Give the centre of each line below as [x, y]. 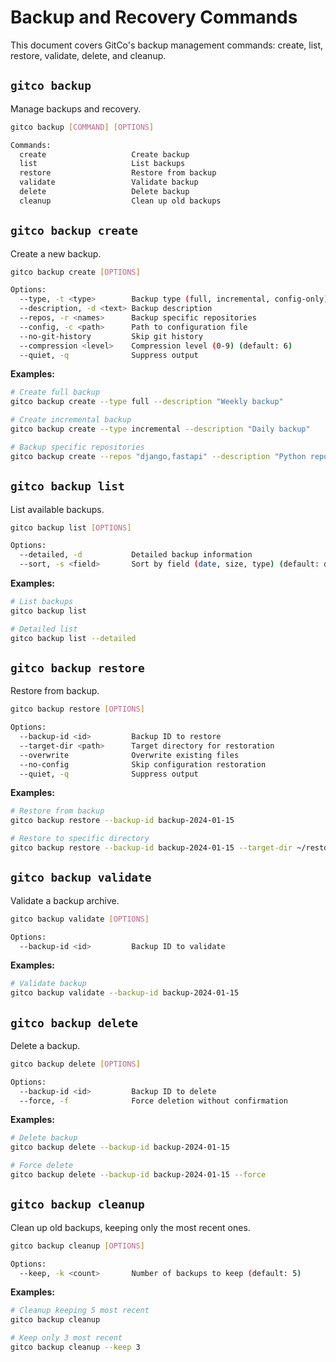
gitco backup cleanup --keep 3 [75, 1347]
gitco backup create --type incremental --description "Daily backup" [160, 429]
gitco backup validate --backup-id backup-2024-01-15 [125, 993]
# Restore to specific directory [80, 839]
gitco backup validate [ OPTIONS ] [80, 919]
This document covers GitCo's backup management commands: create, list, [167, 45]
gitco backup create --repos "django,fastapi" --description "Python [158, 456]
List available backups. [57, 509]
